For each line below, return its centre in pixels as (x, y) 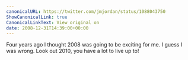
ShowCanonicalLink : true (37, 17)
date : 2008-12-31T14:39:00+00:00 (47, 28)
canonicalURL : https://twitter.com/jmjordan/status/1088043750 (86, 11)
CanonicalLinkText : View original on (53, 22)
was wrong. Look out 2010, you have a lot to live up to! (73, 51)
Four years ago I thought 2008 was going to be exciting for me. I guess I (94, 45)
